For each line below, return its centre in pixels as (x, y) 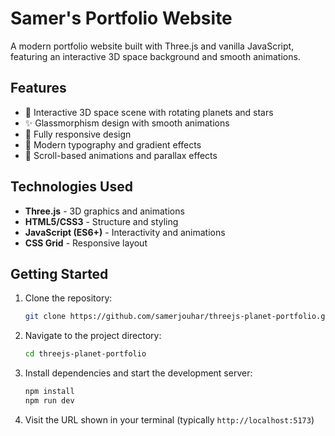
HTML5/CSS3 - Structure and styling (101, 221)
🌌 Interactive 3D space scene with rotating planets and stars (149, 112)
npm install (49, 392)
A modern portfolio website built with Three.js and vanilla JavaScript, (152, 46)
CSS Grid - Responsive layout (86, 243)
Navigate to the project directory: (93, 336)
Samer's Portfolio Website (121, 18)
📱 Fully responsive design (78, 134)
